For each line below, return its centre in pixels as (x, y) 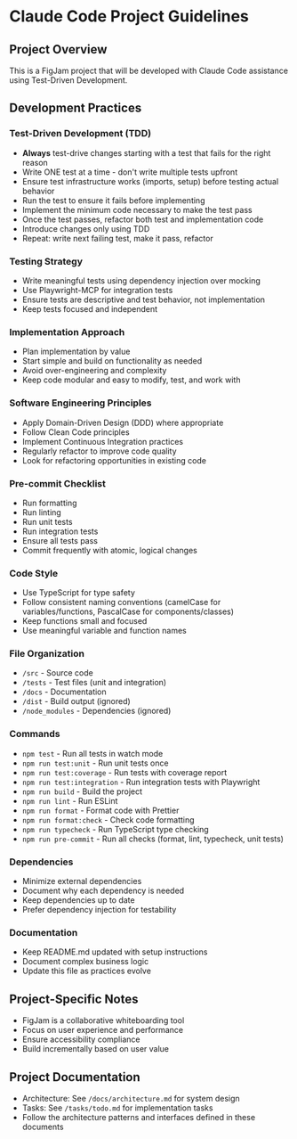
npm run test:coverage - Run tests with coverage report (124, 772)
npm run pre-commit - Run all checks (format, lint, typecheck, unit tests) (153, 839)
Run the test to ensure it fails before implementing (113, 200)
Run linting (42, 512)
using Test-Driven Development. (68, 80)
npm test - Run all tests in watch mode (92, 753)
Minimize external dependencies (82, 881)
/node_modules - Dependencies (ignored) (96, 711)
